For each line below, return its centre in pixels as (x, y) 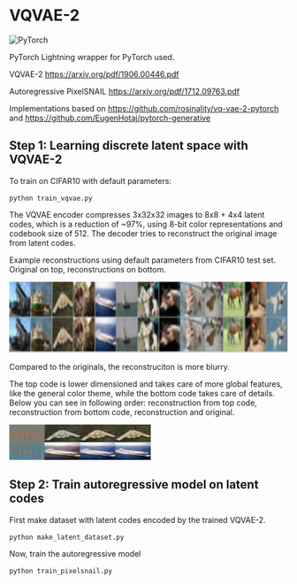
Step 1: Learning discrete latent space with (129, 146)
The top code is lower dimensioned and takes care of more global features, (146, 384)
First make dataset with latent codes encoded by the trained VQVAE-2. (138, 519)
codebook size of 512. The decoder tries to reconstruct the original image (143, 233)
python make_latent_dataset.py (67, 537)
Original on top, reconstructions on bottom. (88, 269)
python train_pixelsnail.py (61, 571)
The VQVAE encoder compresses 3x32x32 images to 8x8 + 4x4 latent (137, 214)
